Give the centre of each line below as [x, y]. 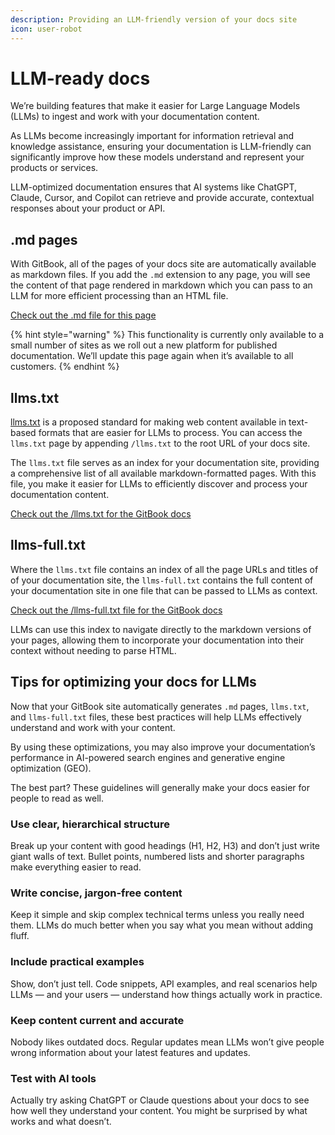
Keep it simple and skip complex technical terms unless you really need [157, 915]
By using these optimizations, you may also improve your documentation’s [163, 747]
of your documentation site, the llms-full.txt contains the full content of [162, 580]
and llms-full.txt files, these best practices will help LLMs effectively [156, 717]
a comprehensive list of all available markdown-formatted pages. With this [163, 473]
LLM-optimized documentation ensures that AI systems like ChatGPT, [153, 187]
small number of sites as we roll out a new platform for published [144, 345]
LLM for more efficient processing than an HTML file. [119, 296]
